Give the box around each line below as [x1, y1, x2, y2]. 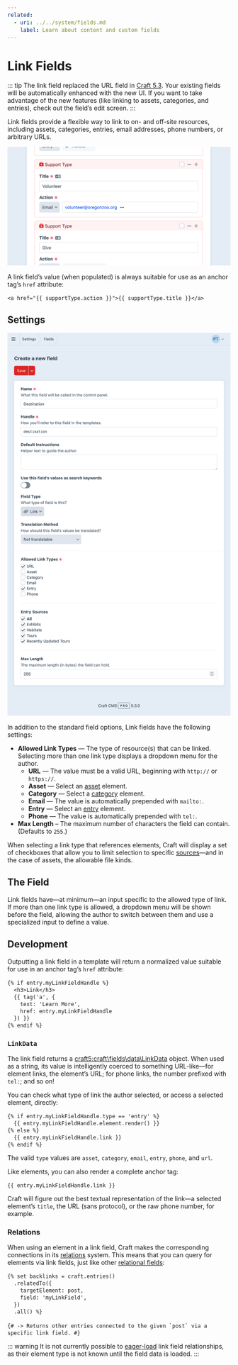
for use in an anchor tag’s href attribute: [7, 964, 124, 973]
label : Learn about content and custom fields [20, 26, 160, 33]
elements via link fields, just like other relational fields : [7, 1259, 165, 1267]
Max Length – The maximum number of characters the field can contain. [17, 820, 230, 828]
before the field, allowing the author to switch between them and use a [7, 910, 214, 918]
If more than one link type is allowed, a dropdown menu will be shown [7, 903, 211, 911]
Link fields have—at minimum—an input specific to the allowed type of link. [7, 895, 227, 903]
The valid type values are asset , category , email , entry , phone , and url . [7, 1153, 213, 1162]
